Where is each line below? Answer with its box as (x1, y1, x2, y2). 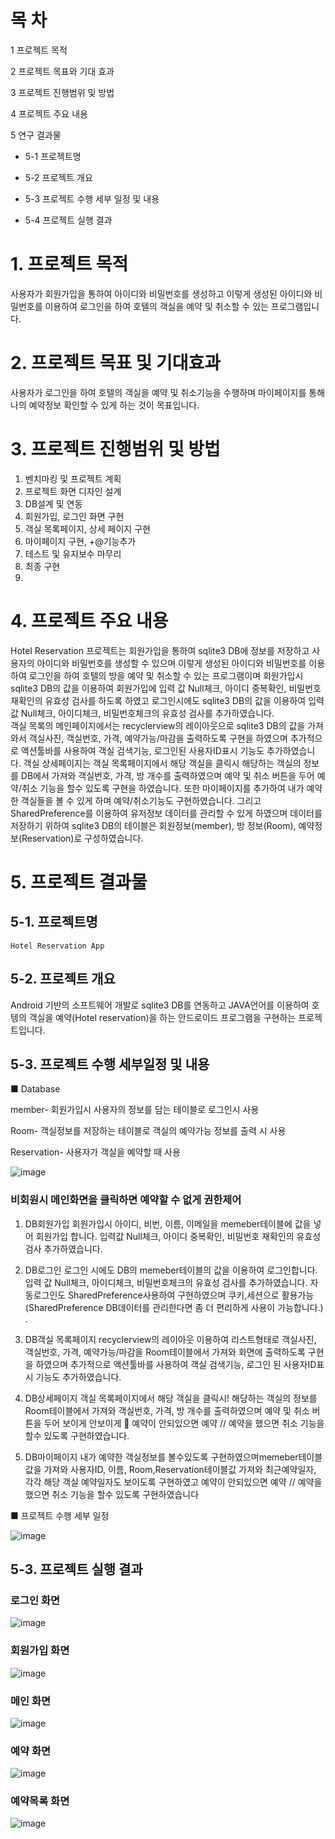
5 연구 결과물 (10, 129, 62, 141)
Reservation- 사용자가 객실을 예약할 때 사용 (10, 1146, 181, 1158)
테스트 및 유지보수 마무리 (24, 547, 122, 560)
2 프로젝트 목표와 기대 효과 (10, 65, 115, 77)
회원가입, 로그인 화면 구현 (24, 510, 125, 522)
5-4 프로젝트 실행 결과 (24, 214, 113, 226)
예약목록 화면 (10, 1794, 70, 1808)
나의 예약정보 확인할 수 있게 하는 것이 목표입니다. (10, 399, 200, 411)
